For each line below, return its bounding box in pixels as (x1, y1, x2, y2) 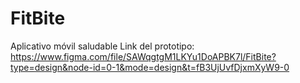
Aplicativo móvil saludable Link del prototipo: (10, 40, 195, 52)
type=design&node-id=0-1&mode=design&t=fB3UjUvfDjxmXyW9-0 (10, 61, 290, 73)
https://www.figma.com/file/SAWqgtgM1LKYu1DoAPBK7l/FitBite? (10, 50, 277, 62)
